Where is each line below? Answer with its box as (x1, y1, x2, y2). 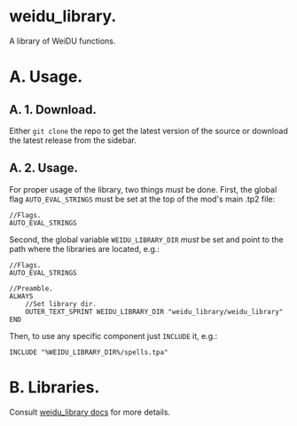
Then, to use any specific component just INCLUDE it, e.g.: (9, 330, 218, 341)
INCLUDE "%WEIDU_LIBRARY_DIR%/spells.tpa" (9, 348, 168, 357)
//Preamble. (9, 284, 53, 293)
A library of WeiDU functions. (9, 35, 116, 46)
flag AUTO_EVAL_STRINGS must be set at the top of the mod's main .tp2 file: (9, 193, 276, 204)
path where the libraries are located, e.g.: (9, 243, 160, 254)
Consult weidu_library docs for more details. (9, 406, 171, 417)
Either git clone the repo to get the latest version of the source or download (9, 125, 288, 136)
